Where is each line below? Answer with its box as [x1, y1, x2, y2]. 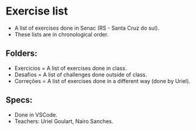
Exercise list [5, 4, 68, 18]
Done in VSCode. [14, 111, 58, 118]
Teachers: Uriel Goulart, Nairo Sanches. [14, 117, 114, 125]
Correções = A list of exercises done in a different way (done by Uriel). [14, 77, 191, 84]
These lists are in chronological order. [14, 30, 109, 38]
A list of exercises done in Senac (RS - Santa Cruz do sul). [14, 24, 160, 32]
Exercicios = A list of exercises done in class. [14, 64, 127, 72]
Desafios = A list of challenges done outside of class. [14, 71, 148, 78]
